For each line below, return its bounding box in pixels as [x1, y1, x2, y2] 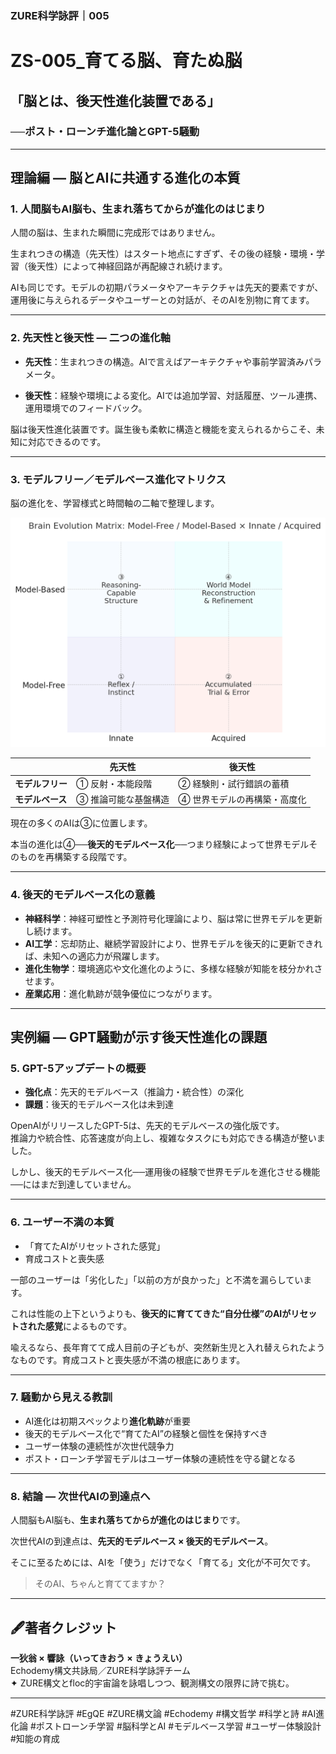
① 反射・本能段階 [76, 777, 153, 789]
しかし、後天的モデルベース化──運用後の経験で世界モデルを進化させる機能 [10, 1166, 321, 1178]
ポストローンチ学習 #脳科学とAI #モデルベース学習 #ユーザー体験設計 [35, 1720, 322, 1732]
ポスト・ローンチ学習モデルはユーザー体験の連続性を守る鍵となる [24, 1452, 297, 1464]
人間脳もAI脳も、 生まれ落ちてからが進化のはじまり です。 [10, 1514, 246, 1526]
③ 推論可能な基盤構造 [76, 793, 170, 805]
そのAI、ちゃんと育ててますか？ [34, 1578, 167, 1590]
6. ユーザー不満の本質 [10, 1215, 115, 1229]
